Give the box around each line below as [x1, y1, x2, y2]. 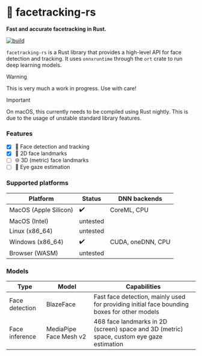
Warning [6, 73, 27, 80]
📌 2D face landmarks [14, 150, 67, 157]
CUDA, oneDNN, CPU [110, 238, 171, 246]
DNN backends [118, 194, 162, 203]
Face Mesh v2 [46, 333, 87, 341]
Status [82, 194, 102, 203]
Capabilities [126, 283, 161, 291]
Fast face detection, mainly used [93, 293, 186, 301]
